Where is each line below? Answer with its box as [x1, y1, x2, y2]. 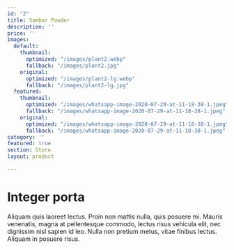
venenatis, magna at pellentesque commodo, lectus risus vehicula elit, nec [7, 219, 221, 228]
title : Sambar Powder [7, 17, 70, 24]
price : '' [7, 29, 36, 37]
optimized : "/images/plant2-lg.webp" [25, 75, 136, 82]
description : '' [7, 23, 54, 30]
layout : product [7, 153, 54, 161]
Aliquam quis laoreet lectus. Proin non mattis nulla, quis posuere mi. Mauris [7, 212, 223, 221]
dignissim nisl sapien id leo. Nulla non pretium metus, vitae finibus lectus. [7, 227, 217, 235]
